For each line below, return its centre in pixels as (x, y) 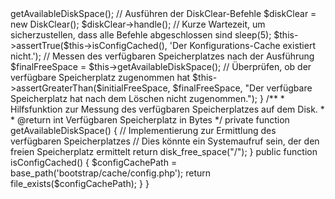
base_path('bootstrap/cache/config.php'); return (111, 173)
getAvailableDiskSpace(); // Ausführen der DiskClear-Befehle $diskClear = (163, 13)
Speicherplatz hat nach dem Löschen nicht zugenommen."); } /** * (147, 98)
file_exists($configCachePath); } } (80, 183)
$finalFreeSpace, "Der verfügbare (242, 88)
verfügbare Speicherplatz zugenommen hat (100, 77)
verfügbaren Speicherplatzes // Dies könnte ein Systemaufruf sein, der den (165, 141)
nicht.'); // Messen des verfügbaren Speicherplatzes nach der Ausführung (162, 56)
